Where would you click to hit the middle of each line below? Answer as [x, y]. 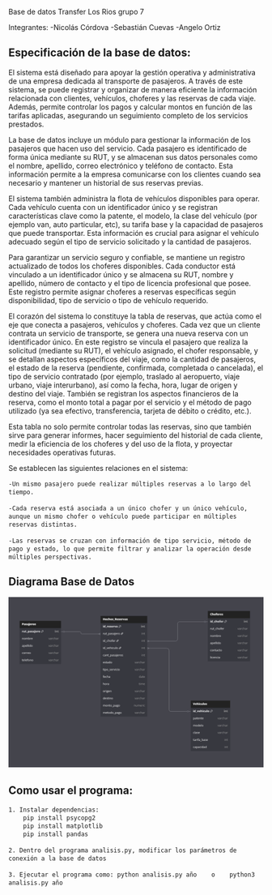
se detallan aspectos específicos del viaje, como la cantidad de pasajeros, [132, 359]
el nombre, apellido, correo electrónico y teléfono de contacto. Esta [121, 165]
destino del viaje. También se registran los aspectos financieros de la [123, 393]
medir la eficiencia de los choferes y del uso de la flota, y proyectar [121, 443]
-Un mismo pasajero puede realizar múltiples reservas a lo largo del [130, 484]
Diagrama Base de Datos [72, 582]
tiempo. [21, 492]
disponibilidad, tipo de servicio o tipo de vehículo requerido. [108, 300]
